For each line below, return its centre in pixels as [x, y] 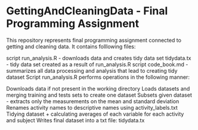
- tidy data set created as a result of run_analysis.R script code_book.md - [97, 64]
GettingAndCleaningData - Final [87, 11]
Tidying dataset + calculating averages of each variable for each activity [95, 114]
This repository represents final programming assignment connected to [94, 40]
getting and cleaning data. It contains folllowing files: [71, 47]
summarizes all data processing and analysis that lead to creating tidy [92, 70]
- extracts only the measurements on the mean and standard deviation [93, 101]
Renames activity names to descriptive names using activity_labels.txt [92, 107]
